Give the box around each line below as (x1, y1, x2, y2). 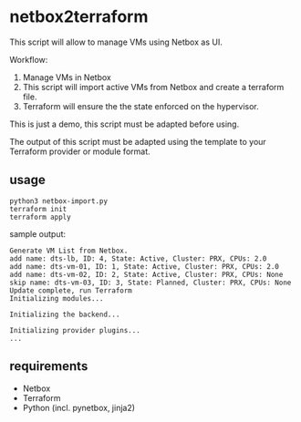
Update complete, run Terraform (9, 285, 132, 295)
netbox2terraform (9, 6, 149, 27)
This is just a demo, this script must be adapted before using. (9, 118, 240, 129)
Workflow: (9, 54, 48, 65)
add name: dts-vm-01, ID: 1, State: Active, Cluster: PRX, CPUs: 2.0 (9, 262, 280, 271)
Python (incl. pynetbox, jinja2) (22, 402, 135, 413)
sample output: (9, 228, 67, 239)
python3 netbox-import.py (9, 196, 108, 206)
